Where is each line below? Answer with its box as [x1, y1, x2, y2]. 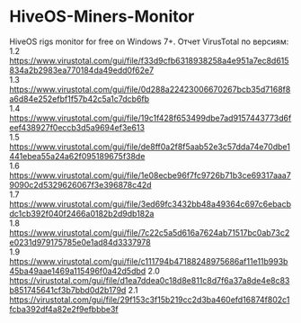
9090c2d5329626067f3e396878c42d [9, 179, 152, 190]
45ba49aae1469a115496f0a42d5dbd [9, 265, 146, 276]
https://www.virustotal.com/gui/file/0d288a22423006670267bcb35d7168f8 [9, 84, 291, 94]
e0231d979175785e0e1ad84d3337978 [9, 237, 151, 247]
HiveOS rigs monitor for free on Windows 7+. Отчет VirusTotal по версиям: [9, 36, 289, 47]
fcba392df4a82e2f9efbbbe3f [9, 303, 119, 314]
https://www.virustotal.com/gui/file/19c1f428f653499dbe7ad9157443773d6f [9, 112, 292, 123]
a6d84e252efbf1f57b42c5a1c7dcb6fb [9, 93, 150, 104]
